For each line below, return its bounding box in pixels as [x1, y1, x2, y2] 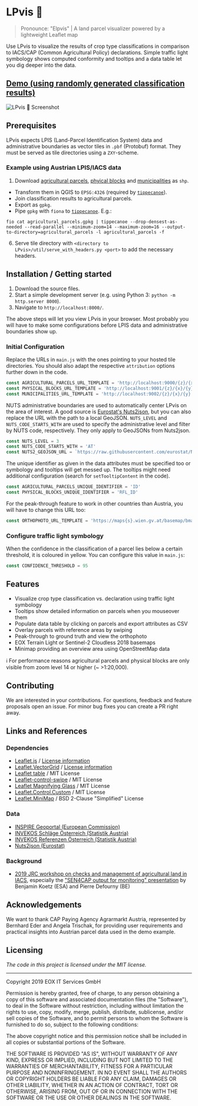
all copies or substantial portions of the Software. [6, 1039, 126, 1046]
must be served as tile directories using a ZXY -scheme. [6, 149, 139, 156]
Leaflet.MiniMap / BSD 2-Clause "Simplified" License [14, 795, 144, 802]
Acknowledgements [6, 900, 82, 910]
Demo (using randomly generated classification [6, 79, 185, 89]
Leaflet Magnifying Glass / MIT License [14, 783, 110, 790]
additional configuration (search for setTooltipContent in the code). [6, 472, 170, 479]
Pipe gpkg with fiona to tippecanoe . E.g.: [14, 207, 112, 215]
